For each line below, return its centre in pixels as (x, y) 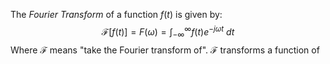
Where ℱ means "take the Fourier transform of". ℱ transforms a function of (165, 50)
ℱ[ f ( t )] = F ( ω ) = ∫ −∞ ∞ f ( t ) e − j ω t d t (168, 32)
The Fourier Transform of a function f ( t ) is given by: (116, 14)
